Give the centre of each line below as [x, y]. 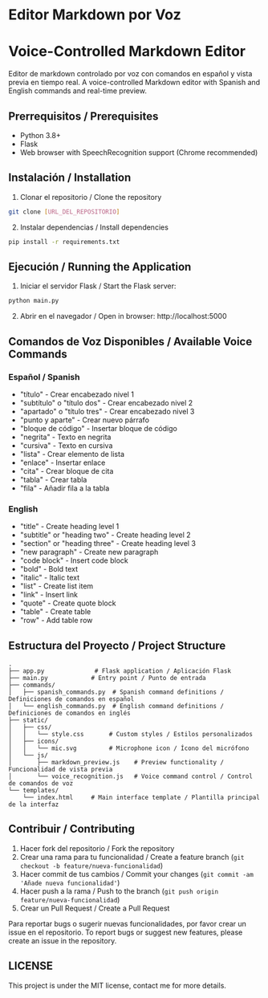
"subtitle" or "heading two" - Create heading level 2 [105, 535]
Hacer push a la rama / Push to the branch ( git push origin [119, 891]
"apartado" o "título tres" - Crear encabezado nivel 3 [107, 411]
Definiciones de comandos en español [71, 699]
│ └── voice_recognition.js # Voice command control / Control [130, 776]
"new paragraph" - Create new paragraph [89, 552]
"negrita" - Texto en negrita [65, 437]
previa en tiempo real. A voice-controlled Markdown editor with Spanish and [134, 83]
